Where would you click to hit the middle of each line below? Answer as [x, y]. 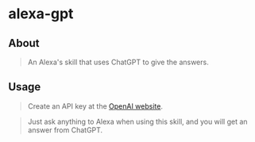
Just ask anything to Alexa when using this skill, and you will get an [137, 121]
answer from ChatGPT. [65, 130]
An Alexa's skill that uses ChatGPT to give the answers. [118, 62]
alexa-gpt [41, 14]
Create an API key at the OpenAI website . [95, 106]
